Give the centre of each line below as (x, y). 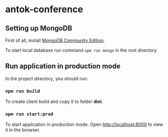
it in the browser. (23, 130)
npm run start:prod (29, 114)
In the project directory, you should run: (47, 78)
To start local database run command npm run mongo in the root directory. (82, 50)
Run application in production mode (63, 66)
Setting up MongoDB (39, 28)
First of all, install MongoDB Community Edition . (55, 40)
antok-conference (44, 9)
